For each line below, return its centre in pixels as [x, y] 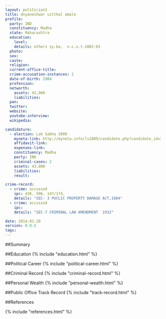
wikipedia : [21, 120]
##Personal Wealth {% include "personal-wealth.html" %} [64, 283]
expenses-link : [30, 148]
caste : [16, 61]
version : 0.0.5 [21, 226]
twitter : [19, 107]
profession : [22, 83]
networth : [20, 88]
